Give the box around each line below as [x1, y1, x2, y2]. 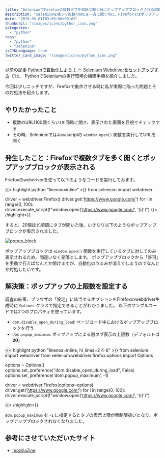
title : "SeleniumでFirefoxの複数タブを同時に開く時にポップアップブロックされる [5, 7, 155, 12]
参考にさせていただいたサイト [5, 434, 96, 442]
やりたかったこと [5, 105, 57, 114]
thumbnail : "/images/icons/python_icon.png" [5, 21, 98, 26]
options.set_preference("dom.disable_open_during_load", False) [5, 367, 135, 373]
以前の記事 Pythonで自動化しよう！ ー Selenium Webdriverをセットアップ [5, 67, 155, 73]
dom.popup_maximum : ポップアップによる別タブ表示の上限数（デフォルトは [12, 331, 160, 337]
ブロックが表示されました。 [5, 228, 61, 234]
